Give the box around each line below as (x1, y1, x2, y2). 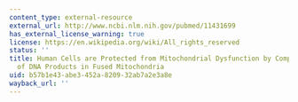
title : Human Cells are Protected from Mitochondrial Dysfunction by (9, 54, 272, 63)
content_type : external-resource (9, 12, 133, 22)
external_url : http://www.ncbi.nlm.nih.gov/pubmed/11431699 (9, 21, 237, 30)
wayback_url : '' (9, 79, 69, 88)
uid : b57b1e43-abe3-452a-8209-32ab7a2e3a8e (9, 71, 173, 80)
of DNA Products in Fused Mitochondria (17, 63, 165, 72)
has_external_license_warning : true (9, 29, 145, 38)
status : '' (9, 46, 50, 55)
